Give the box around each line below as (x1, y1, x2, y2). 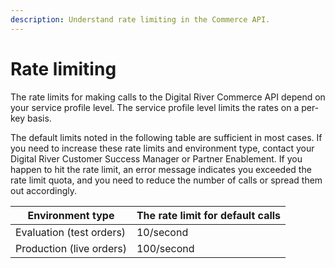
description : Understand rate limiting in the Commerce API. (10, 14, 271, 25)
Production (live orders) (15, 241, 127, 255)
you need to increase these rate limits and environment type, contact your (10, 142, 315, 154)
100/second (136, 241, 195, 255)
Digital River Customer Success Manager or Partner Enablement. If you (10, 152, 303, 165)
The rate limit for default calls (136, 208, 282, 222)
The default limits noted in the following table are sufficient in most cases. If (10, 131, 323, 143)
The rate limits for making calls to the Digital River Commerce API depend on (10, 91, 326, 103)
